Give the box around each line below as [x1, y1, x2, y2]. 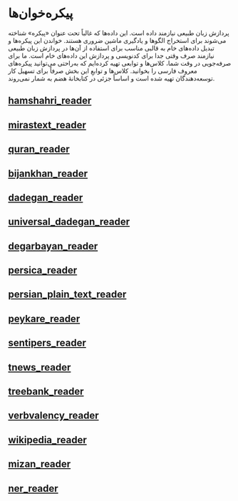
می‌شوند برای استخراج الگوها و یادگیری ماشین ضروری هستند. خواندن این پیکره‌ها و [8, 36, 227, 44]
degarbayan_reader [8, 240, 98, 252]
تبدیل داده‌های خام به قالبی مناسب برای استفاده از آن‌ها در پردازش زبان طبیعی [8, 43, 214, 52]
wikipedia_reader [8, 433, 88, 446]
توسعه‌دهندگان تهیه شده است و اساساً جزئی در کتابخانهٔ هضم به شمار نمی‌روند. [8, 73, 215, 83]
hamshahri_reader [8, 95, 92, 107]
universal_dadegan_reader [8, 216, 130, 228]
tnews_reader [8, 361, 71, 373]
